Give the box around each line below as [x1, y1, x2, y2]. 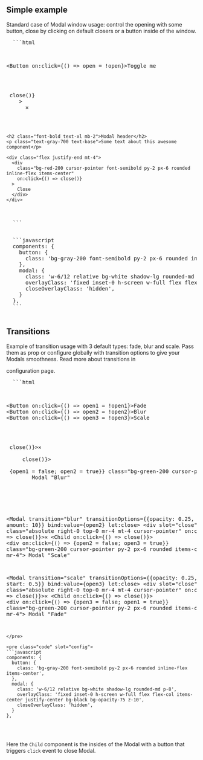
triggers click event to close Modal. [6, 747, 96, 754]
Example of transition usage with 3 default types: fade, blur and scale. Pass [6, 343, 195, 350]
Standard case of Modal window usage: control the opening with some [6, 21, 182, 28]
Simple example [6, 5, 68, 15]
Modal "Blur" [31, 474, 71, 481]
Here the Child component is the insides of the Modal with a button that [6, 740, 185, 748]
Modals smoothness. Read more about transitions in [6, 355, 136, 362]
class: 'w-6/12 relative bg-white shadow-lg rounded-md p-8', [17, 686, 177, 692]
